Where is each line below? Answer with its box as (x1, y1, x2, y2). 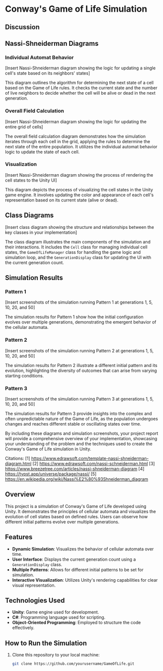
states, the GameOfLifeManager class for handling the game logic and (5, 249, 141, 255)
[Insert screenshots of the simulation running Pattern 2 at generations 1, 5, (5, 347, 154, 353)
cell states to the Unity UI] (5, 177, 57, 183)
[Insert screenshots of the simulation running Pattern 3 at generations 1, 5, (5, 396, 154, 402)
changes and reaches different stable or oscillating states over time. (5, 421, 142, 427)
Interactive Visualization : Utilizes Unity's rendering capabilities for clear (12, 577, 158, 583)
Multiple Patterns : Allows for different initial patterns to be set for (12, 567, 144, 572)
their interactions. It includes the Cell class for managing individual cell (5, 244, 147, 250)
